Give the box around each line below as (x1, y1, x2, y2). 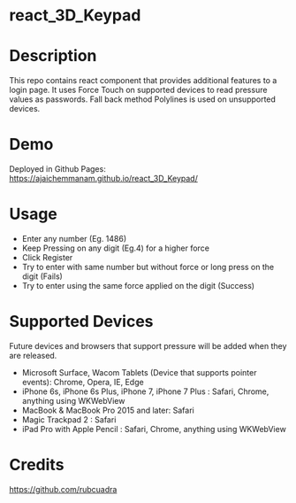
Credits (9, 455, 65, 475)
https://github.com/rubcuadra (9, 484, 118, 494)
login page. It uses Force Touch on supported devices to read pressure (9, 85, 268, 96)
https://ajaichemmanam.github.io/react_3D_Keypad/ (9, 174, 199, 184)
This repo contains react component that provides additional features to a (9, 75, 277, 86)
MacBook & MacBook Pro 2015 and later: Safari (21, 405, 194, 415)
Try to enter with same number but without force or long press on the (21, 262, 275, 272)
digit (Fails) (21, 271, 64, 282)
